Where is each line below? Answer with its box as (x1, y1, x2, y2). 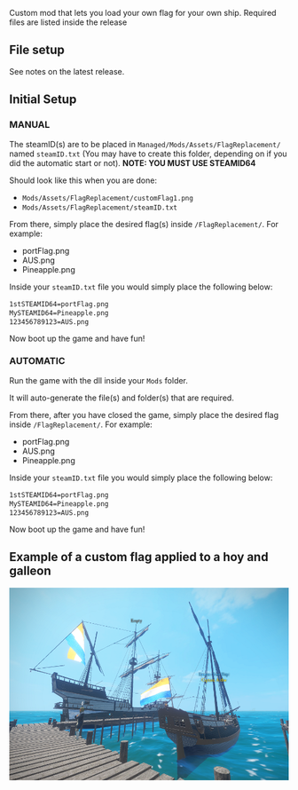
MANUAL (9, 119, 51, 131)
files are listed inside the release (9, 17, 128, 28)
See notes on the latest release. (9, 66, 125, 76)
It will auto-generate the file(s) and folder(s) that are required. (9, 392, 235, 403)
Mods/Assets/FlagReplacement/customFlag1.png (21, 194, 193, 202)
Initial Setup (9, 92, 77, 107)
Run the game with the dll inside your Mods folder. (9, 375, 189, 385)
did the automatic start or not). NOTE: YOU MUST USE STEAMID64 (9, 157, 256, 168)
